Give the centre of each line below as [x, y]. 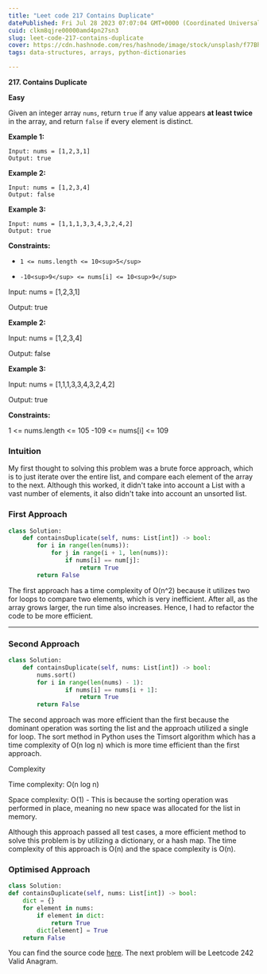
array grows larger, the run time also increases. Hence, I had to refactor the [132, 607]
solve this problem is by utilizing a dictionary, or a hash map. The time [122, 840]
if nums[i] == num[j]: [103, 561]
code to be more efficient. [51, 615]
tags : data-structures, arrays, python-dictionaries [97, 52]
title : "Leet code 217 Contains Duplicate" [81, 16]
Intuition [25, 451]
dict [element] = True [73, 930]
